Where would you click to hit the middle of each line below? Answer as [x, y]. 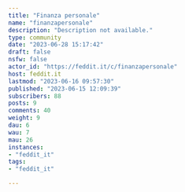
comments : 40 [30, 111]
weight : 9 [24, 118]
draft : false [30, 52]
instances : [26, 147]
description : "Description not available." [81, 30]
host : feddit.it [35, 74]
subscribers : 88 [35, 96]
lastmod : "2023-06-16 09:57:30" [61, 81]
